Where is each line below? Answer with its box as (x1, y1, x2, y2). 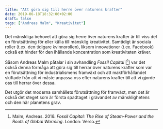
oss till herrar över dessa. (5, 80, 56, 86)
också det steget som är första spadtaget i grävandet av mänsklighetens (5, 94, 150, 100)
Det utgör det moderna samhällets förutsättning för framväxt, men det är (5, 89, 150, 95)
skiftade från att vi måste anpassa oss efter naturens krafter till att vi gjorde (5, 74, 155, 80)
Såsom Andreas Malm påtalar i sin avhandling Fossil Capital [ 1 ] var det (5, 58, 146, 65)
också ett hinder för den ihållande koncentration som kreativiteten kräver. (5, 49, 151, 55)
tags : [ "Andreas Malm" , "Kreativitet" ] (5, 20, 86, 26)
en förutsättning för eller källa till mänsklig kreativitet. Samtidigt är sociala (5, 39, 151, 45)
